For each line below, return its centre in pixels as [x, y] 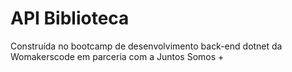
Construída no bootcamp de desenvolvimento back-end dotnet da [146, 46]
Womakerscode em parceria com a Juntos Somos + [117, 56]
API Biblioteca [70, 18]
